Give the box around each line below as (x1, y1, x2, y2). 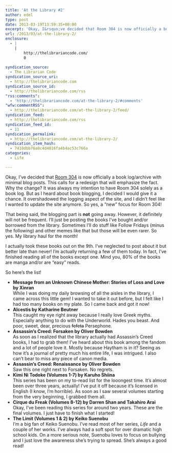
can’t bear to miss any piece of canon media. (12, 355, 108, 362)
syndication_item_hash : (5, 141, 56, 146)
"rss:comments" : (5, 93, 40, 99)
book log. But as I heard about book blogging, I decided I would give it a (5, 190, 157, 196)
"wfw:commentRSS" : (5, 103, 45, 108)
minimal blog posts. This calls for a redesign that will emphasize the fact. (5, 179, 159, 185)
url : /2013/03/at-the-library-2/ (5, 31, 77, 36)
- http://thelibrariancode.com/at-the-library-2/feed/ (10, 108, 130, 113)
